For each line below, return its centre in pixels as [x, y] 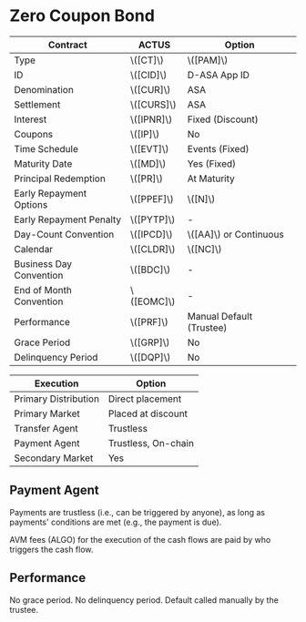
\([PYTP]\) [153, 219]
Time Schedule [46, 148]
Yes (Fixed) [212, 163]
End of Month [43, 290]
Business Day [43, 263]
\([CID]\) [149, 75]
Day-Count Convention [64, 234]
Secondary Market [54, 458]
